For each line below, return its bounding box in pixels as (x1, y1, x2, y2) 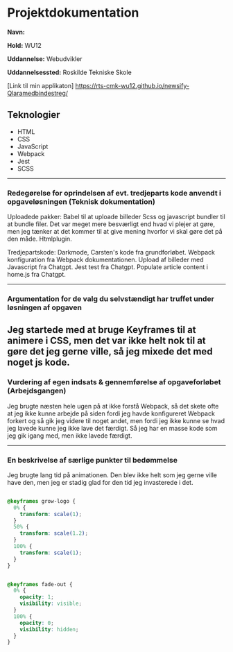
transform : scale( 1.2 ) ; (19, 530, 89, 537)
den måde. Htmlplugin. (7, 234, 73, 243)
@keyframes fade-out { (7, 581, 73, 587)
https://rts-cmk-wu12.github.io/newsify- (75, 81, 189, 89)
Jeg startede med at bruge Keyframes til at (7, 324, 196, 336)
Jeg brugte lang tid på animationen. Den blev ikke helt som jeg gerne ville (7, 470, 217, 479)
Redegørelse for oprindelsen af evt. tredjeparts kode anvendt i (7, 188, 222, 198)
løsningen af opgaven (7, 302, 82, 312)
